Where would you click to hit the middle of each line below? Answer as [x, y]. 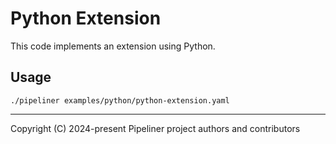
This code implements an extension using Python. [113, 46]
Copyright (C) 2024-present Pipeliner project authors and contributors [155, 128]
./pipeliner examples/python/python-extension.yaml [120, 100]
